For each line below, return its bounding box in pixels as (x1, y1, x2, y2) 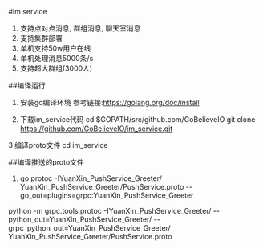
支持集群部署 (19, 34, 63, 43)
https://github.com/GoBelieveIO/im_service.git (19, 124, 173, 133)
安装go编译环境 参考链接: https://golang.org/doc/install (19, 98, 200, 107)
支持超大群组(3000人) (19, 63, 93, 73)
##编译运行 (8, 80, 46, 90)
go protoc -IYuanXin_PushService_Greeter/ (19, 173, 163, 183)
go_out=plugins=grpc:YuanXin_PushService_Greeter (19, 190, 194, 200)
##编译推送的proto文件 (8, 157, 84, 167)
